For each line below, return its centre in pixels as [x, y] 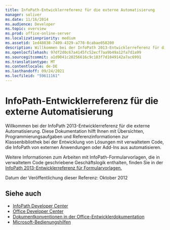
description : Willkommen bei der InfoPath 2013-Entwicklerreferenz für [82, 48]
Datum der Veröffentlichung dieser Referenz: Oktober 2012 [67, 177]
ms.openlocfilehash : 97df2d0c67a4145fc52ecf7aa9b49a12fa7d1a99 [73, 52]
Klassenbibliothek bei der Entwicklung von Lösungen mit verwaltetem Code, [85, 142]
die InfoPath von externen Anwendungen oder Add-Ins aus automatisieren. [83, 147]
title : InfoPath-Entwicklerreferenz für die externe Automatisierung [80, 10]
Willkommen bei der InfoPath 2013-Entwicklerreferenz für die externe [78, 126]
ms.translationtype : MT [30, 62]
